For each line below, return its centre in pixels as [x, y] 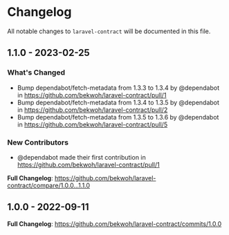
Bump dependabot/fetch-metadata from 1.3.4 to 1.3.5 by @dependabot [118, 102]
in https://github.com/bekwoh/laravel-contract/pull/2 [92, 110]
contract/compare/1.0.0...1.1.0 [49, 185]
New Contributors [38, 142]
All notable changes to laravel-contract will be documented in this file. [109, 31]
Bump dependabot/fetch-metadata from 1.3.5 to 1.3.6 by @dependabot [118, 117]
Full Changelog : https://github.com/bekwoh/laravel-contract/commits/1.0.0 [114, 224]
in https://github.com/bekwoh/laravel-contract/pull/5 [92, 124]
